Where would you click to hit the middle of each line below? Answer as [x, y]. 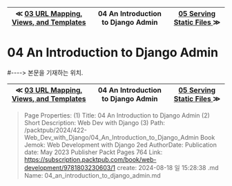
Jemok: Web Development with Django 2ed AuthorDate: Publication [120, 145]
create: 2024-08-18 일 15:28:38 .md [168, 167]
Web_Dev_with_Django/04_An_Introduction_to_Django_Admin [111, 137]
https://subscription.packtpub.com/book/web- [90, 159]
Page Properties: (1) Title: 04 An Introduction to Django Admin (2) [117, 115]
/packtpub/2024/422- [56, 130]
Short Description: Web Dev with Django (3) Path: [95, 122]
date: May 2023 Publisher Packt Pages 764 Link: [93, 152]
